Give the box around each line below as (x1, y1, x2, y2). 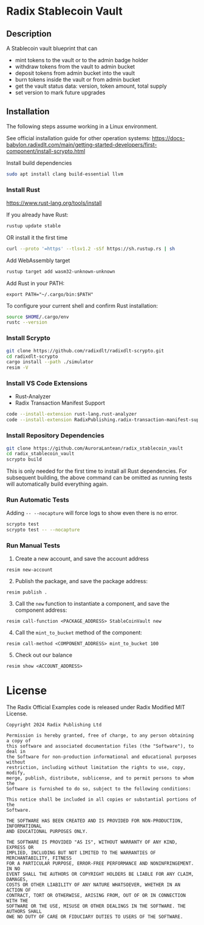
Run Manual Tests (6, 541, 61, 550)
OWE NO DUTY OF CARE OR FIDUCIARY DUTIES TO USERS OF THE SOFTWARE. (6, 914, 183, 920)
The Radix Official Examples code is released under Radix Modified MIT (6, 704, 186, 711)
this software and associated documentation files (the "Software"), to (6, 743, 194, 750)
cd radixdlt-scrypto (6, 353, 59, 360)
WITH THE (6, 898, 29, 904)
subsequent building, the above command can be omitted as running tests (6, 474, 192, 481)
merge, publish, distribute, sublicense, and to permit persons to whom (6, 775, 194, 781)
